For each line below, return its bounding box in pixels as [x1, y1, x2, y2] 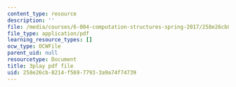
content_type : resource [7, 10, 77, 18]
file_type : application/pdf [7, 29, 90, 37]
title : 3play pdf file [7, 62, 74, 69]
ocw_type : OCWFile [7, 43, 61, 50]
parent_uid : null [7, 50, 58, 57]
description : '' [7, 17, 55, 24]
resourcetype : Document [7, 56, 77, 63]
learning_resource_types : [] [7, 36, 93, 43]
